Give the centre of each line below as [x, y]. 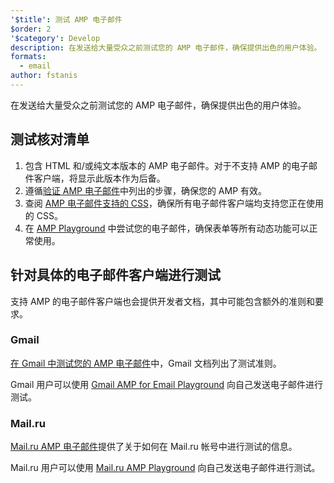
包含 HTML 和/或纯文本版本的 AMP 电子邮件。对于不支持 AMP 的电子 [166, 165]
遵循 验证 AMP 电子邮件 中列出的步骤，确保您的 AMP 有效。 [146, 190]
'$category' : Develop [55, 38]
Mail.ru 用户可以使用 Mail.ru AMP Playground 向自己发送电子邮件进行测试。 [165, 468]
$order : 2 [31, 29]
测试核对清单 [50, 139]
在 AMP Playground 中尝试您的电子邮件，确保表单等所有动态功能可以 [167, 228]
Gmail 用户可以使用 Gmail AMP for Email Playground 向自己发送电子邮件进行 [167, 384]
